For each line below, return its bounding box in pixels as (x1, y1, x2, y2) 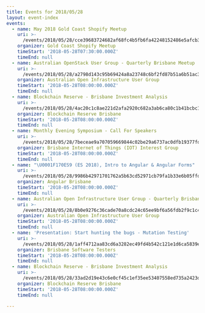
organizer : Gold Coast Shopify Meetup (17, 43, 116, 49)
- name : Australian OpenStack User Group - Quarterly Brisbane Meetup (12, 60, 195, 66)
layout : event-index (6, 15, 59, 21)
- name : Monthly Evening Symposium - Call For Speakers (12, 128, 157, 134)
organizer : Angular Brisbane (17, 179, 92, 185)
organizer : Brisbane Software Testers (17, 247, 116, 253)
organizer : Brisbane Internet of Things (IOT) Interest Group (17, 144, 179, 151)
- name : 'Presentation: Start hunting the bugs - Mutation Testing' (12, 230, 190, 236)
